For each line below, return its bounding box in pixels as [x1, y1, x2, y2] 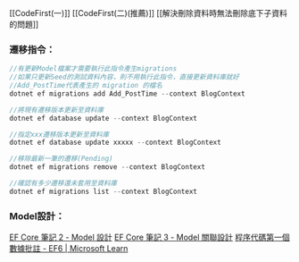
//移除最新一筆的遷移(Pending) [9, 155, 113, 164]
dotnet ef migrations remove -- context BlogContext [9, 163, 205, 172]
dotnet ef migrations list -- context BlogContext [9, 187, 198, 196]
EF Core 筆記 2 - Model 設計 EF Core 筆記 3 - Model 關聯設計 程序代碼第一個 [9, 232, 290, 243]
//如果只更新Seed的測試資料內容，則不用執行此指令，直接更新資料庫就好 [9, 72, 239, 82]
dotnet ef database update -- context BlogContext [9, 114, 198, 123]
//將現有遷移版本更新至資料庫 [9, 106, 104, 114]
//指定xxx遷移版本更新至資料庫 [9, 130, 110, 139]
